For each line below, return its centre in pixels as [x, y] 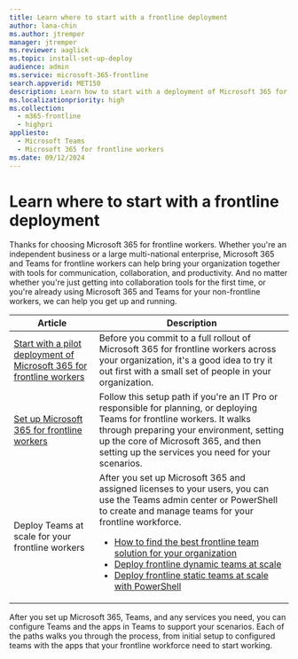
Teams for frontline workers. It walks [175, 420]
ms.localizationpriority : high [67, 100]
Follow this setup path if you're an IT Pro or [188, 397]
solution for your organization [176, 553]
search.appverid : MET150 [55, 83]
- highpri [35, 125]
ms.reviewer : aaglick [49, 51]
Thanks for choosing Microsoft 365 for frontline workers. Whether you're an [148, 245]
